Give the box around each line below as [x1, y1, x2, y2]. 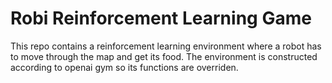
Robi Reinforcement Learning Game [10, 7, 312, 30]
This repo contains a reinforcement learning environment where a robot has [10, 40, 322, 52]
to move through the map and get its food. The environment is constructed [10, 50, 318, 62]
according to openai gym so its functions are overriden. [10, 61, 239, 73]
